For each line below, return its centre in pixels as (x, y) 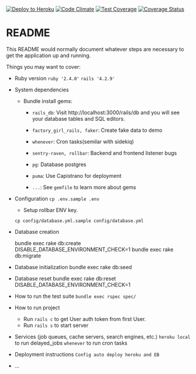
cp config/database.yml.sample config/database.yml (79, 221)
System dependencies (42, 90)
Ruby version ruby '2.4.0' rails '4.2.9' (65, 78)
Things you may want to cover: (43, 67)
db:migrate (28, 256)
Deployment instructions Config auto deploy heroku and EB (87, 354)
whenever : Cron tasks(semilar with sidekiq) (83, 141)
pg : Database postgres (59, 164)
